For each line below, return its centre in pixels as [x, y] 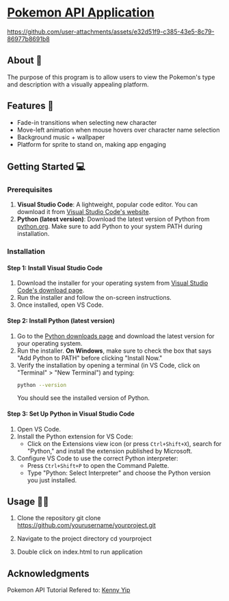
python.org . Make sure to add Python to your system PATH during [110, 226]
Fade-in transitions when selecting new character [87, 122]
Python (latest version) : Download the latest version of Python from [113, 219]
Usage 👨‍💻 [28, 502]
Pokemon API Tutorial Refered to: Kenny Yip [69, 590]
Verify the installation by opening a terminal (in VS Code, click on [108, 365]
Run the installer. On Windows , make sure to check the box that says [114, 351]
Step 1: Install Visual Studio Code [55, 268]
